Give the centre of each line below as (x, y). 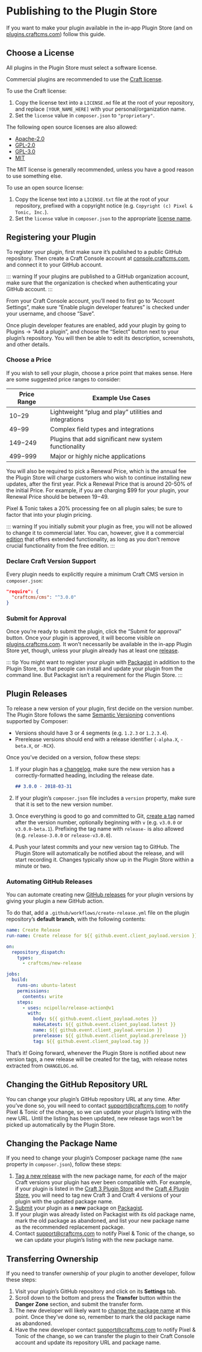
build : (20, 980)
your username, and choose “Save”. (50, 313)
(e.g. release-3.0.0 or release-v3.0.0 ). (63, 835)
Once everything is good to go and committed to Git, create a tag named (105, 816)
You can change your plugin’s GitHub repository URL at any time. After (93, 1099)
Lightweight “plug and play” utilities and (106, 412)
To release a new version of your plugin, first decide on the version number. (100, 708)
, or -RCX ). (43, 745)
